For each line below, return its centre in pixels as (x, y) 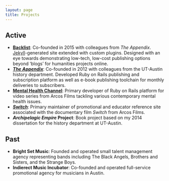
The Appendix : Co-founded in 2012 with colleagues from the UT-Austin (88, 69)
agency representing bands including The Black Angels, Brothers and (85, 157)
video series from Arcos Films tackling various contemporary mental (84, 96)
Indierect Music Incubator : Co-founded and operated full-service (81, 168)
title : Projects (22, 15)
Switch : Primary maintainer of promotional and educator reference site (87, 107)
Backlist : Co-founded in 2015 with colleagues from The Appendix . (82, 48)
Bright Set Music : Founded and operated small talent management (82, 152)
